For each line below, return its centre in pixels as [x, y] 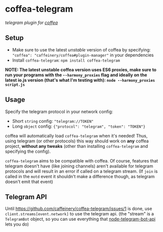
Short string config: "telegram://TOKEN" [53, 121]
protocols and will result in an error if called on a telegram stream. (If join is [81, 171]
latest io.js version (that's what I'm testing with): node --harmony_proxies [80, 80]
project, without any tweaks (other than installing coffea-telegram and [77, 146]
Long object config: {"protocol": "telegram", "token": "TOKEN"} [79, 126]
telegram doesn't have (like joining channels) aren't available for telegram [79, 166]
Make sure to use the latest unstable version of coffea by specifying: [81, 49]
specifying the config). [28, 151]
